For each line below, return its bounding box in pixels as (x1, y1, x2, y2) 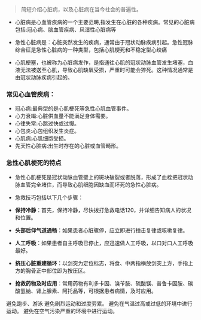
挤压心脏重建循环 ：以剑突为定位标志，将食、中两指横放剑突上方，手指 (14, 260, 188, 267)
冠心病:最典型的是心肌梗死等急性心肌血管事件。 (14, 105, 132, 112)
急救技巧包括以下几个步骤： (14, 194, 84, 201)
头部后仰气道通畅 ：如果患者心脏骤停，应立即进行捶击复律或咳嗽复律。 (14, 227, 188, 234)
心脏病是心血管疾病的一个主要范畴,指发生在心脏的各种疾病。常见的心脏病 (14, 19, 195, 26)
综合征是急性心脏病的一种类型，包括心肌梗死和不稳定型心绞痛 (14, 46, 167, 53)
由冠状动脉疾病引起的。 (14, 74, 73, 81)
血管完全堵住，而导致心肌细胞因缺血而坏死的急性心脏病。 (20, 181, 162, 188)
